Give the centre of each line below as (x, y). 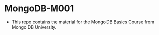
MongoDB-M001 (39, 9)
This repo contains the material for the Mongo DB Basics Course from (83, 22)
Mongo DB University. (34, 27)
